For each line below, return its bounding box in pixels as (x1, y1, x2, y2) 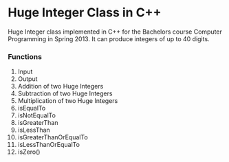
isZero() (17, 148, 41, 156)
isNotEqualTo (17, 111, 56, 119)
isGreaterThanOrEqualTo (17, 133, 88, 141)
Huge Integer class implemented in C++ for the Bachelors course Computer (8, 27, 223, 36)
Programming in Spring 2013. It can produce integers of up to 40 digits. (8, 34, 210, 43)
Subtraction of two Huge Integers (17, 89, 113, 97)
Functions (8, 51, 42, 61)
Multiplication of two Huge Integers (17, 97, 118, 105)
